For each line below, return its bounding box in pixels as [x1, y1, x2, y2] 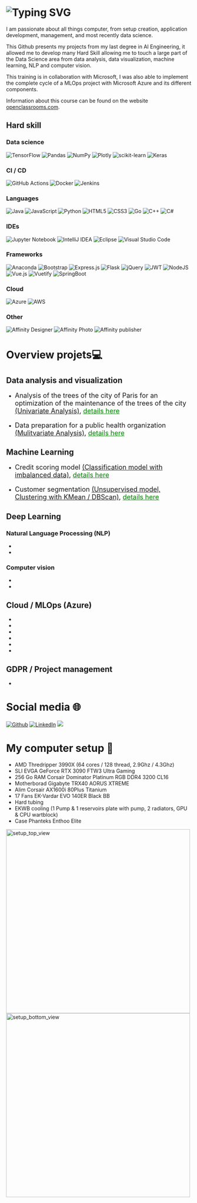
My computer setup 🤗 [6, 742, 113, 755]
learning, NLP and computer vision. [6, 62, 92, 69]
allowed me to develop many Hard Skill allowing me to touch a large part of [6, 49, 188, 56]
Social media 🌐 [6, 701, 81, 714]
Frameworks [6, 250, 43, 259]
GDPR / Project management [6, 664, 113, 674]
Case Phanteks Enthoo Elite [14, 817, 82, 824]
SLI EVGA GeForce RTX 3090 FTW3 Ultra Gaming [14, 767, 135, 774]
